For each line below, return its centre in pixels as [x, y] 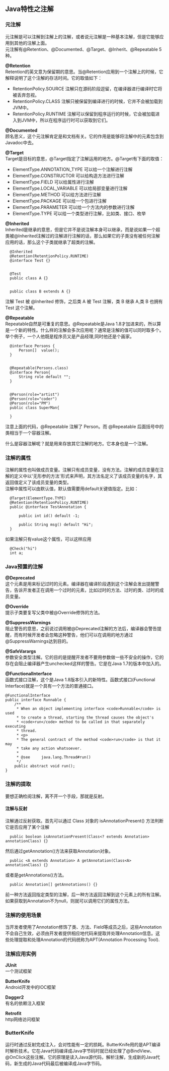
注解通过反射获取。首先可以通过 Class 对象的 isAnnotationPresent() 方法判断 [84, 820]
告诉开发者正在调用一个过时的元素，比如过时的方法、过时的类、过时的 [87, 590]
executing [16, 727]
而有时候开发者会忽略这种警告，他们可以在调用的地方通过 [73, 635]
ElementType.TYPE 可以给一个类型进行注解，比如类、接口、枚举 [79, 213]
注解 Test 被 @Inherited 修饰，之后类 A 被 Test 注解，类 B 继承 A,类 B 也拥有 [84, 301]
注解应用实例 [21, 954]
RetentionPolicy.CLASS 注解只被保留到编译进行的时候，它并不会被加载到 [88, 101]
